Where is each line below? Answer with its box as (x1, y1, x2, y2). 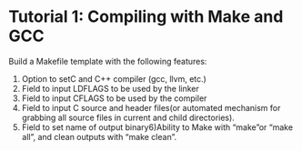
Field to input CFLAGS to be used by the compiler (21, 93, 207, 104)
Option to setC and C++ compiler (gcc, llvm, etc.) (21, 73, 206, 84)
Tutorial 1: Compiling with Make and (8, 6, 284, 27)
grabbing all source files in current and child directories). (21, 112, 236, 123)
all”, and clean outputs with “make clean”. (21, 131, 177, 142)
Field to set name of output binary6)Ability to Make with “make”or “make (21, 121, 293, 133)
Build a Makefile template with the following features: (8, 55, 207, 66)
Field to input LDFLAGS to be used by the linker (21, 83, 199, 94)
